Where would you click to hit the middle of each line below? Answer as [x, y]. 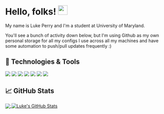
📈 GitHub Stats [30, 91]
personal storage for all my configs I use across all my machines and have [82, 41]
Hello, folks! [31, 12]
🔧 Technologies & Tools [43, 62]
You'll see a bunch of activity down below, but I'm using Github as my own [82, 35]
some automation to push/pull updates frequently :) [58, 46]
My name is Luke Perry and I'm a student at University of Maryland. [75, 26]
